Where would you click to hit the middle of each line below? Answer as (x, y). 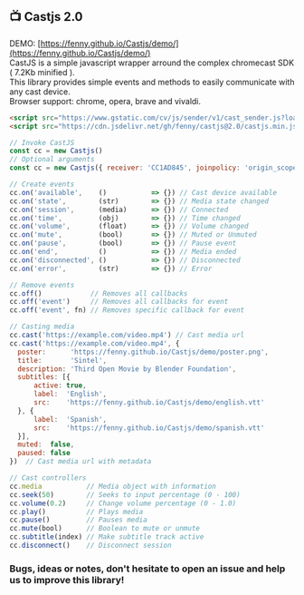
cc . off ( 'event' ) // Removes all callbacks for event (119, 302)
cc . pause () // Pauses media (78, 520)
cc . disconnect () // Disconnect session (90, 546)
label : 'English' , (70, 395)
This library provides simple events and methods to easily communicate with (152, 82)
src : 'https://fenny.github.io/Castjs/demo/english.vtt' (149, 403)
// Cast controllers (48, 478)
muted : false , (46, 444)
